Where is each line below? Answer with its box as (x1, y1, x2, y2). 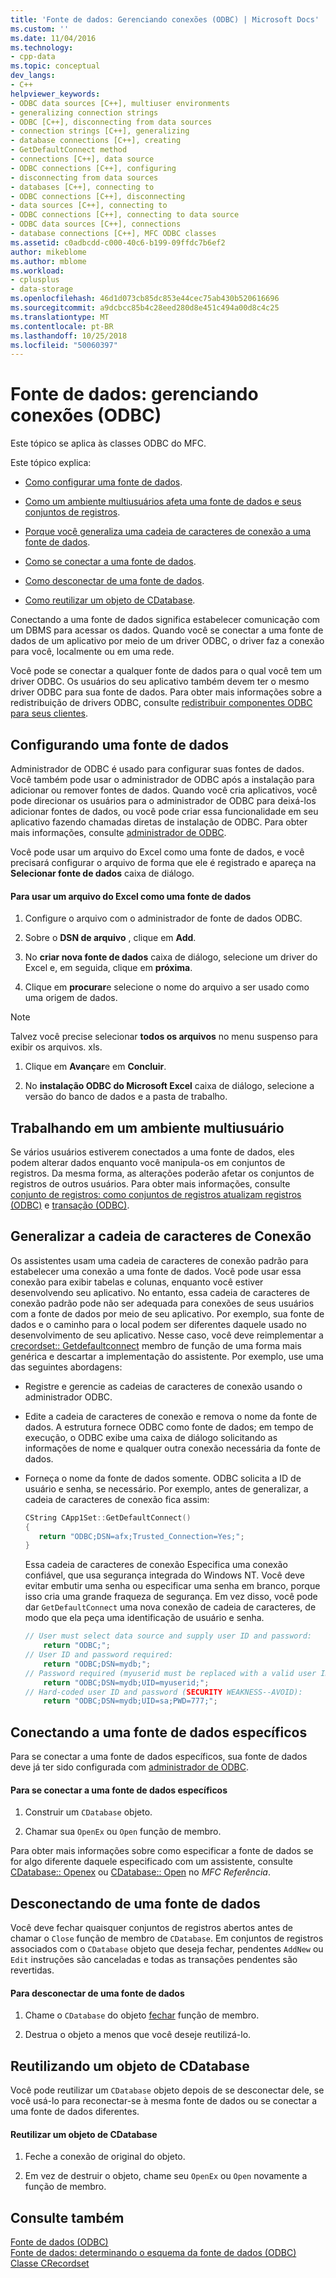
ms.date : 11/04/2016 (10, 33, 97, 43)
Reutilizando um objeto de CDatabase (10, 2057, 250, 2075)
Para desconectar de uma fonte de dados (10, 1987, 185, 1999)
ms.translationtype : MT (10, 312, 110, 322)
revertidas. (10, 1964, 55, 1976)
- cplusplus (10, 275, 60, 285)
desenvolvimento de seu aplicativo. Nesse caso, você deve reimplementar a (10, 1329, 324, 1341)
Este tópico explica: (10, 457, 92, 469)
